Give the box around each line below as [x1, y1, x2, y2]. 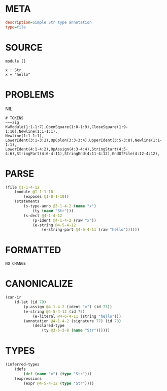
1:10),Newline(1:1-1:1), [5, 129, 58, 134]
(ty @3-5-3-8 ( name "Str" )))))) [41, 328, 110, 333]
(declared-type [32, 323, 65, 328]
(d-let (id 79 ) [14, 299, 47, 305]
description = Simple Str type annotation [5, 20, 92, 25]
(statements [14, 199, 40, 204]
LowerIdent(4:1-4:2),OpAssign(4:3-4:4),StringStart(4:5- [5, 146, 128, 152]
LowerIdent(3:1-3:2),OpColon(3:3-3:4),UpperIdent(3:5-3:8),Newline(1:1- [5, 138, 162, 143]
